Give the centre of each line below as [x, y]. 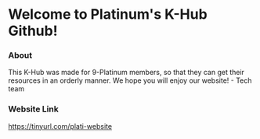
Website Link [33, 109]
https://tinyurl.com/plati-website [60, 126]
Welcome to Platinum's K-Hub [108, 14]
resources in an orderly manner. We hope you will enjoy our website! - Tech [130, 80]
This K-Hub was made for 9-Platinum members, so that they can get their [126, 73]
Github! [33, 31]
